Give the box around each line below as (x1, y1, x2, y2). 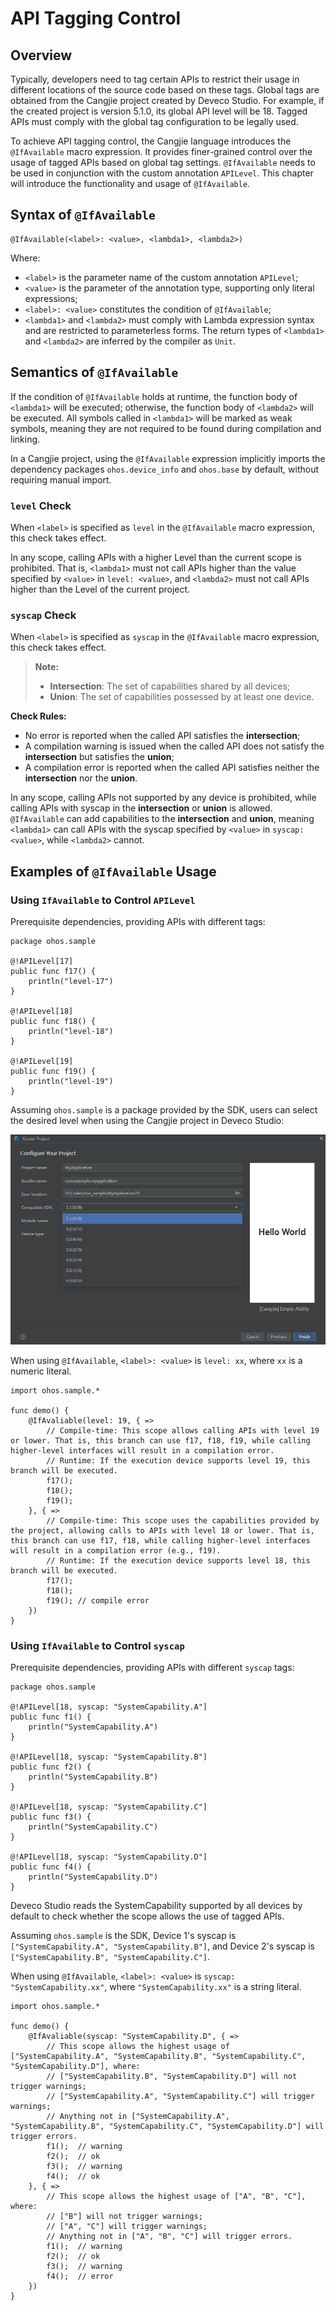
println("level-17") (28, 976, 114, 986)
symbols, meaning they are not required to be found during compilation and (10, 422, 322, 434)
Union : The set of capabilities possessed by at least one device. (49, 691, 315, 703)
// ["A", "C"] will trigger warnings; (46, 2222, 208, 2232)
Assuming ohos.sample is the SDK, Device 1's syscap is (10, 1930, 237, 1942)
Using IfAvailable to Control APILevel (10, 893, 196, 907)
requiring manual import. (10, 473, 112, 486)
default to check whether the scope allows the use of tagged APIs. (10, 1910, 285, 1922)
